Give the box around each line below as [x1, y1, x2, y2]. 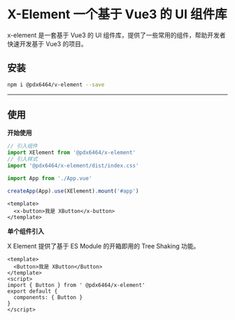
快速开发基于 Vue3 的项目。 [7, 39, 87, 48]
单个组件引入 [7, 227, 44, 235]
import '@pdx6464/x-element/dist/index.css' [7, 162, 139, 169]
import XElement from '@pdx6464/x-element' [7, 149, 136, 156]
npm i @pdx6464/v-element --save [7, 81, 105, 88]
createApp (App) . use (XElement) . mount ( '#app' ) [7, 187, 139, 195]
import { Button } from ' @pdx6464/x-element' [7, 281, 145, 288]
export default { [7, 288, 58, 295]
